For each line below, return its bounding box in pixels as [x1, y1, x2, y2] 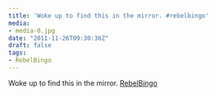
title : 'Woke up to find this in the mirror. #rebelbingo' [8, 11, 210, 20]
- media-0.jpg [8, 26, 56, 34]
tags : [8, 49, 26, 57]
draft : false [8, 42, 52, 50]
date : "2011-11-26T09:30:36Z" [8, 34, 110, 42]
